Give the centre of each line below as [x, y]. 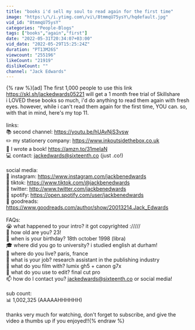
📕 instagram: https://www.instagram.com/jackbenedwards [76, 177]
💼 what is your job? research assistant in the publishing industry [83, 260]
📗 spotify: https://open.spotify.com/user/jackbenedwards [75, 195]
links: [13, 125]
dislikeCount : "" [27, 66]
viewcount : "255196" [31, 55]
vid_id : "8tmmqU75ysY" [34, 22]
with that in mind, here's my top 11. [48, 113]
